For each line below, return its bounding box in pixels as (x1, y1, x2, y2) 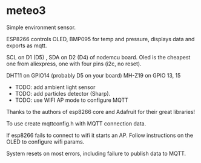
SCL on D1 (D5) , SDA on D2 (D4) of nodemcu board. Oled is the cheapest (6, 53, 191, 61)
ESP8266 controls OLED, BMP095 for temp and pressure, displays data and (6, 35, 195, 42)
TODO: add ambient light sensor (15, 83, 96, 91)
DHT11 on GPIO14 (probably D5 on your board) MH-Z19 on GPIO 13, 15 (6, 72, 181, 79)
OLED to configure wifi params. (6, 138, 85, 145)
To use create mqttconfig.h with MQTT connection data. (6, 119, 147, 127)
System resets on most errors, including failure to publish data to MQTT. (6, 150, 186, 157)
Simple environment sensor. (6, 24, 76, 31)
